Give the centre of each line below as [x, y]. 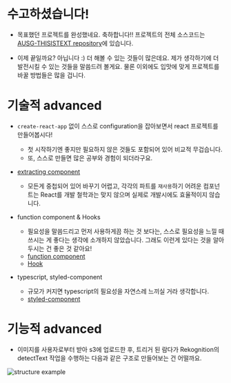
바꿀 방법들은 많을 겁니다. [51, 75]
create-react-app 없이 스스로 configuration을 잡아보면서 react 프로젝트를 [118, 126]
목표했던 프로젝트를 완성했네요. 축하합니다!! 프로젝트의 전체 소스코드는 [111, 35]
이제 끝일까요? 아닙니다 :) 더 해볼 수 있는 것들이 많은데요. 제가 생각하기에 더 [118, 58]
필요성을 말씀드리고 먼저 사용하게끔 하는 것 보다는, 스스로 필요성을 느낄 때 [126, 231]
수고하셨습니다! [48, 14]
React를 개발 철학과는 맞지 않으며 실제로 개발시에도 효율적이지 [124, 195]
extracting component [49, 171]
